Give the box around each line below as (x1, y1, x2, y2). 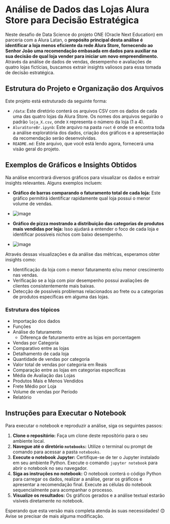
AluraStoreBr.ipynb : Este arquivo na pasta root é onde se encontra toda (12, 124, 165, 130)
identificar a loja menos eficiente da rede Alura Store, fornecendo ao (5, 42, 153, 48)
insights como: (5, 256, 37, 263)
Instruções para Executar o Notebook (5, 409, 126, 418)
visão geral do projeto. (12, 146, 60, 152)
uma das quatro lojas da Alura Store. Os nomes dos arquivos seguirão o (12, 113, 163, 119)
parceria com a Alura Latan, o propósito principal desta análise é (5, 37, 144, 43)
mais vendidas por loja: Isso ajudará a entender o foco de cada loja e (12, 226, 159, 232)
